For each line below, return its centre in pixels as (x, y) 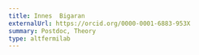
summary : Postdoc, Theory (52, 31)
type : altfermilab (39, 38)
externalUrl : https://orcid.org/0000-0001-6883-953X (99, 23)
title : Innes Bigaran (47, 16)
